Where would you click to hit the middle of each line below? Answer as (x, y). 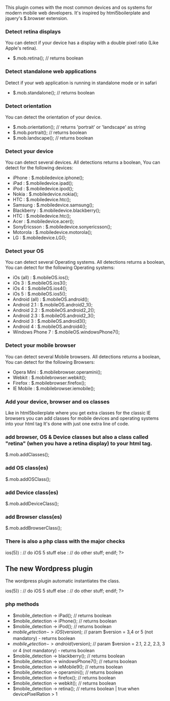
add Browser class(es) (34, 517)
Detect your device (29, 151)
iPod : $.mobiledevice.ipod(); (43, 189)
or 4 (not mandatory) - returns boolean (54, 651)
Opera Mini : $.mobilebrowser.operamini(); (57, 372)
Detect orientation (28, 106)
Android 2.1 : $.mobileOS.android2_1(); (53, 305)
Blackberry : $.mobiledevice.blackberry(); (57, 210)
